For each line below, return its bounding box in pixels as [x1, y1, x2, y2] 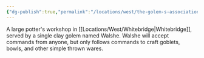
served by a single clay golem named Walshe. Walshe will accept [6, 31, 169, 39]
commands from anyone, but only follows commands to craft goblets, [6, 38, 180, 45]
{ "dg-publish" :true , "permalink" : [6, 8, 91, 15]
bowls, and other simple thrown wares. [6, 45, 103, 52]
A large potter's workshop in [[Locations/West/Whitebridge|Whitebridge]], [6, 25, 192, 33]
